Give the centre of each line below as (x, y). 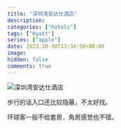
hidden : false (28, 60)
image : (17, 53)
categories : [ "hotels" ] (42, 27)
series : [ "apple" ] (34, 40)
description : (26, 20)
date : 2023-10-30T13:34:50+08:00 (56, 46)
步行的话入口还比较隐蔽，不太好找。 (59, 102)
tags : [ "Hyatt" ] (31, 33)
